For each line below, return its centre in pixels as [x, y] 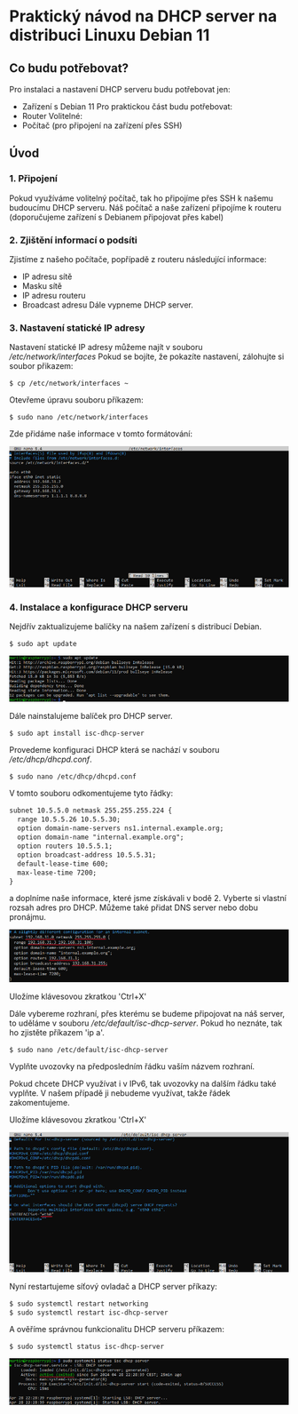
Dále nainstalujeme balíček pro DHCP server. [91, 715]
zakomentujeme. [39, 1103]
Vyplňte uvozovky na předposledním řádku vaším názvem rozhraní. [132, 1066]
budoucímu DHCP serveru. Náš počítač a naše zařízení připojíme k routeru [145, 207]
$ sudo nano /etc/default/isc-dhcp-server [89, 1051]
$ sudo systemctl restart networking [79, 1304]
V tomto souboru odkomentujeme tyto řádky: [91, 793]
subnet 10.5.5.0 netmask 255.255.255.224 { [91, 811]
